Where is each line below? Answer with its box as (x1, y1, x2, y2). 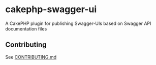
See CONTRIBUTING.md (5, 54, 57, 60)
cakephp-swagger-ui (5, 4, 97, 15)
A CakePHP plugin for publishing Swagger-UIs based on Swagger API (5, 20, 151, 26)
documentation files (5, 25, 47, 31)
